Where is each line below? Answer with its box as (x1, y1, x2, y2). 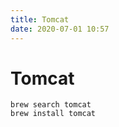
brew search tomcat (10, 100, 92, 110)
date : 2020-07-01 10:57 (10, 24, 110, 34)
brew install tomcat (10, 109, 97, 119)
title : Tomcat (10, 14, 70, 25)
